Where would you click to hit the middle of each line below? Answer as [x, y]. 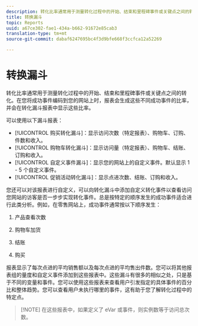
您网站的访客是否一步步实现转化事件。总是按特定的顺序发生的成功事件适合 [96, 197]
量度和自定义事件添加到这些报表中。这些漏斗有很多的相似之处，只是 [104, 275]
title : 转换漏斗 [24, 17]
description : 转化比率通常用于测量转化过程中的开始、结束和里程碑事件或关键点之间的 [98, 12]
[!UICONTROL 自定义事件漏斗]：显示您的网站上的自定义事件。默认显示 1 [102, 162]
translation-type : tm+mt [37, 34]
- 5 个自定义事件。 [37, 170]
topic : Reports [25, 22]
